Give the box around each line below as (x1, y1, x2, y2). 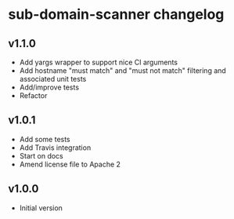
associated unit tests (19, 75, 87, 83)
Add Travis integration (19, 143, 92, 152)
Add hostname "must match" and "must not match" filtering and (19, 66, 227, 75)
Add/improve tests (19, 82, 80, 92)
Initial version (19, 203, 63, 213)
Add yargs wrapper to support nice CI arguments (19, 57, 178, 67)
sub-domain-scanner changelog (8, 5, 225, 24)
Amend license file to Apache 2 (19, 159, 121, 169)
